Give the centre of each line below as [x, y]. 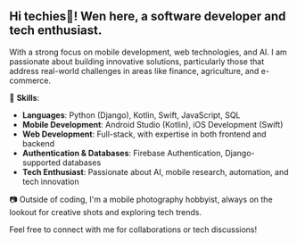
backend [38, 143]
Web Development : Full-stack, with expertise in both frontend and [144, 134]
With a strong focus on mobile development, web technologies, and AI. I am [148, 52]
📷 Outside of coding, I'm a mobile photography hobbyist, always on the [141, 199]
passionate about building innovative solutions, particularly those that [137, 61]
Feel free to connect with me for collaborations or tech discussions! [133, 229]
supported [41, 163]
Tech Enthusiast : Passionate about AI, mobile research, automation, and [155, 171]
